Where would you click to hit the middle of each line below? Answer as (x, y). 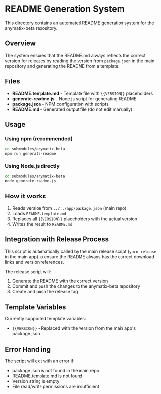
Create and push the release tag (45, 291)
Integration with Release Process (57, 240)
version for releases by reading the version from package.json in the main (80, 61)
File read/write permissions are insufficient (56, 387)
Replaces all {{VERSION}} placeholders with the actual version (75, 219)
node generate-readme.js (31, 181)
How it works (26, 196)
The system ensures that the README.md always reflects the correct (75, 55)
